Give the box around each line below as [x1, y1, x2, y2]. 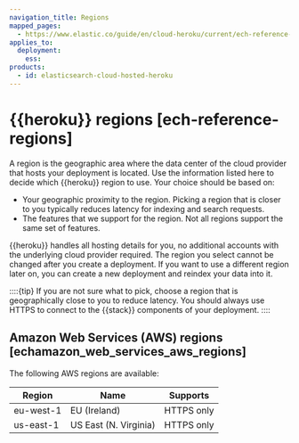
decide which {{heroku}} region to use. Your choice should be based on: [9, 176, 275, 187]
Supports [168, 389, 210, 401]
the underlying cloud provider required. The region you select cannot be [9, 249, 274, 259]
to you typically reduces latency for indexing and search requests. [21, 203, 265, 214]
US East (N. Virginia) [69, 418, 156, 431]
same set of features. [21, 222, 101, 233]
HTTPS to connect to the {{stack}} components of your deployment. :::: [9, 304, 271, 315]
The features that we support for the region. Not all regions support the [21, 213, 283, 224]
